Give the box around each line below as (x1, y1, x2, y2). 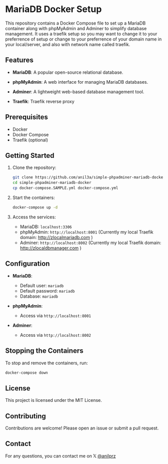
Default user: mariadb (20, 282, 64, 289)
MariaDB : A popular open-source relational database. (12, 69, 124, 75)
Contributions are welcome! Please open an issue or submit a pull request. (5, 425, 159, 431)
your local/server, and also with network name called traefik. (5, 41, 130, 47)
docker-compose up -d (12, 205, 58, 210)
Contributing (5, 412, 46, 420)
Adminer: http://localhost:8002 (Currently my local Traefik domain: (20, 240, 161, 246)
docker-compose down (5, 370, 49, 375)
